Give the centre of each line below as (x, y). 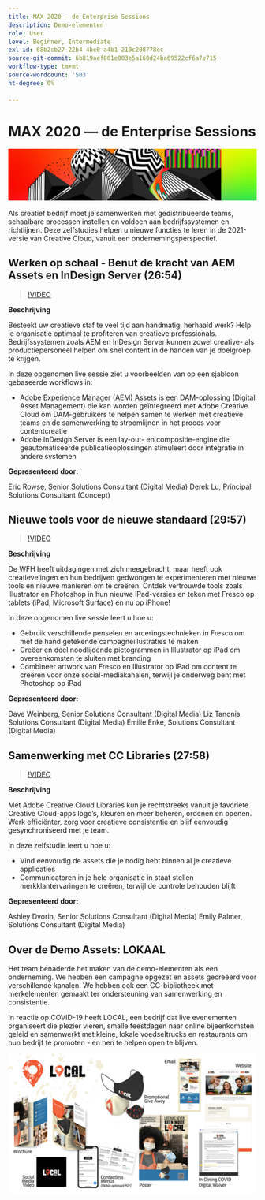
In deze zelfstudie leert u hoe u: (60, 846)
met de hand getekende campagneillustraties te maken (109, 642)
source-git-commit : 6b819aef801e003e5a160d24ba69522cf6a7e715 (112, 58)
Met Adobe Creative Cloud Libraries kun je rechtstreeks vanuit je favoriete (129, 805)
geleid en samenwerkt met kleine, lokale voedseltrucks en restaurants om (128, 1034)
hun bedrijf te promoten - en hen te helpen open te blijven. (103, 1043)
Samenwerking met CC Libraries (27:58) (109, 756)
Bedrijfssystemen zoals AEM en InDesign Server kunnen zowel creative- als (131, 341)
